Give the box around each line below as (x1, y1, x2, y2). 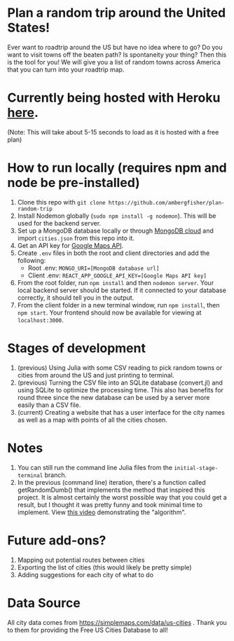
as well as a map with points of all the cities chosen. (17, 415, 168, 424)
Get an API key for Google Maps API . (17, 241, 124, 249)
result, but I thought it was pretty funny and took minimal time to (17, 500, 203, 509)
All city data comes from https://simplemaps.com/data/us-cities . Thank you (7, 618, 228, 626)
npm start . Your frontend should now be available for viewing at (17, 308, 202, 317)
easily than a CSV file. (17, 401, 81, 409)
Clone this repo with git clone (17, 198, 106, 206)
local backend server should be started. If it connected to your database (17, 286, 226, 294)
